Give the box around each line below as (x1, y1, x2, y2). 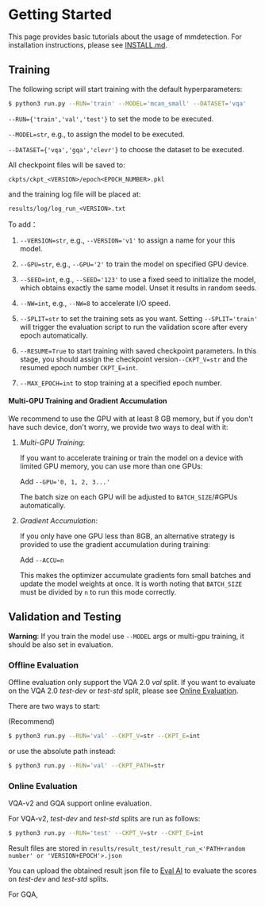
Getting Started (8, 6, 113, 24)
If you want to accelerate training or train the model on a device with (19, 453, 244, 462)
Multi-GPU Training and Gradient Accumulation (8, 396, 167, 406)
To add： (8, 220, 38, 229)
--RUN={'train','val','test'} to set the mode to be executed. (8, 113, 214, 124)
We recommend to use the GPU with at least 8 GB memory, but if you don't (8, 414, 254, 423)
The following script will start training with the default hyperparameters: (8, 84, 243, 94)
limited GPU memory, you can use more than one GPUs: (19, 461, 203, 471)
